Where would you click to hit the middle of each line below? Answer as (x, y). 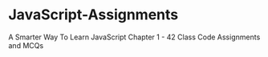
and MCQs (26, 45)
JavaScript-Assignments (93, 15)
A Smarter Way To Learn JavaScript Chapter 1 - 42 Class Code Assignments (134, 37)
